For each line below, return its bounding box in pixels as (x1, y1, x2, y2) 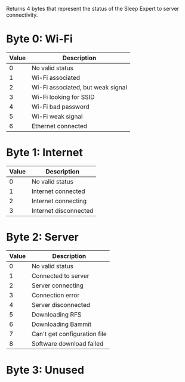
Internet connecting (32, 197, 87, 205)
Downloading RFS (32, 310, 82, 318)
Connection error (32, 291, 80, 299)
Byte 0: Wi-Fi (6, 32, 73, 46)
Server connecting (32, 281, 84, 290)
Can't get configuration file (32, 330, 107, 338)
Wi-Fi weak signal (32, 112, 83, 120)
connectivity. (6, 11, 38, 18)
